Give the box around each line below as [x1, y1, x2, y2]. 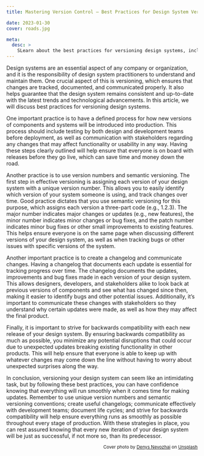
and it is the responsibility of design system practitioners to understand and [6, 71, 195, 78]
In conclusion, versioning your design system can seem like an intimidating [6, 374, 194, 381]
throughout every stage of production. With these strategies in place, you [6, 420, 190, 426]
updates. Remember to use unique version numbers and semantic [6, 394, 171, 401]
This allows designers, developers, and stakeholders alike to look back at [6, 280, 189, 287]
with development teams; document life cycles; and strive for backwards [6, 407, 188, 414]
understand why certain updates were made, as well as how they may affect [6, 306, 197, 313]
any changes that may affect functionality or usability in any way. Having [6, 141, 188, 147]
